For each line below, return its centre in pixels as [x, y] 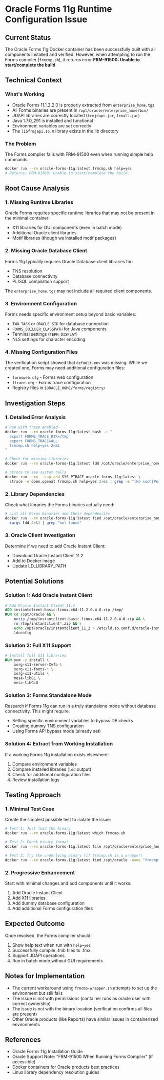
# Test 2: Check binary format [37, 842]
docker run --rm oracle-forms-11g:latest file [53, 846]
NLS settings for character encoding [49, 340]
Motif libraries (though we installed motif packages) [64, 238]
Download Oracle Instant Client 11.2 [48, 555]
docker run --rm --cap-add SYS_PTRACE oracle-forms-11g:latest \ [73, 477]
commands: [17, 159]
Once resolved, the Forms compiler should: [48, 935]
